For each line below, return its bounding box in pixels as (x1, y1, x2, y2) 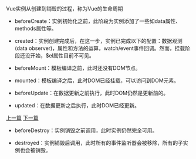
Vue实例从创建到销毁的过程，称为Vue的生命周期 (6, 5, 123, 12)
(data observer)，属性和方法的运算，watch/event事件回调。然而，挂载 (14, 45, 185, 52)
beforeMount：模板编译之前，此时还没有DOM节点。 (14, 65, 141, 72)
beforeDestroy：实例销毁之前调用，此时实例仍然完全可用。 (14, 127, 158, 134)
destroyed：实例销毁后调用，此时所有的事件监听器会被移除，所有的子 (14, 140, 183, 146)
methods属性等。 (14, 25, 57, 32)
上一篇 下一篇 (6, 114, 39, 121)
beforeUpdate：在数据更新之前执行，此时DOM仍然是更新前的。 (14, 90, 169, 96)
